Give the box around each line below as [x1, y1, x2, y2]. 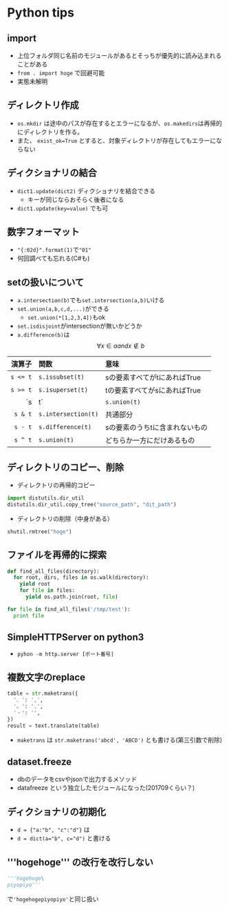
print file [13, 612, 45, 619]
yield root [19, 581, 51, 588]
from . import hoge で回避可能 [17, 69, 105, 77]
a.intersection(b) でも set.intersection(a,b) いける [17, 296, 165, 304]
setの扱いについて [7, 276, 85, 288]
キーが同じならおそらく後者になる [27, 195, 124, 204]
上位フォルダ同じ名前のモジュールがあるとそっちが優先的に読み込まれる [17, 52, 222, 59]
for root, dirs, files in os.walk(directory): [13, 574, 149, 581]
